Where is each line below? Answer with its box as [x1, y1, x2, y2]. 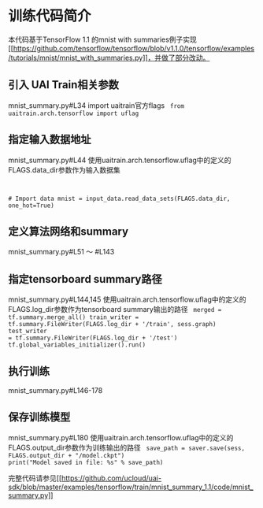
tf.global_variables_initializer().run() [8, 341, 146, 349]
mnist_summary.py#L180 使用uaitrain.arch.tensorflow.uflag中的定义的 [8, 432, 234, 442]
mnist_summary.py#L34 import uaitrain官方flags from [8, 100, 185, 110]
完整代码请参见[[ [8, 473, 62, 483]
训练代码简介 [8, 7, 92, 25]
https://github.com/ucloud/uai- [61, 473, 162, 483]
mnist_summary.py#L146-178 [8, 386, 103, 395]
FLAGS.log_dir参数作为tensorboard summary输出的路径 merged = [8, 305, 222, 314]
